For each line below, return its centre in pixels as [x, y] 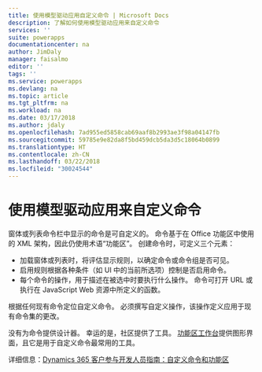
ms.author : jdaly [37, 125]
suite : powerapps [37, 37]
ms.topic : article [38, 96]
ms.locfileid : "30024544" [50, 169]
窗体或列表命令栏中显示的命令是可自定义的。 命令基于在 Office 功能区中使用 [131, 234]
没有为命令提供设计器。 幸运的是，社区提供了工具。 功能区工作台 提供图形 [127, 333]
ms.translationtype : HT [47, 147]
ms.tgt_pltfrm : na [38, 103]
